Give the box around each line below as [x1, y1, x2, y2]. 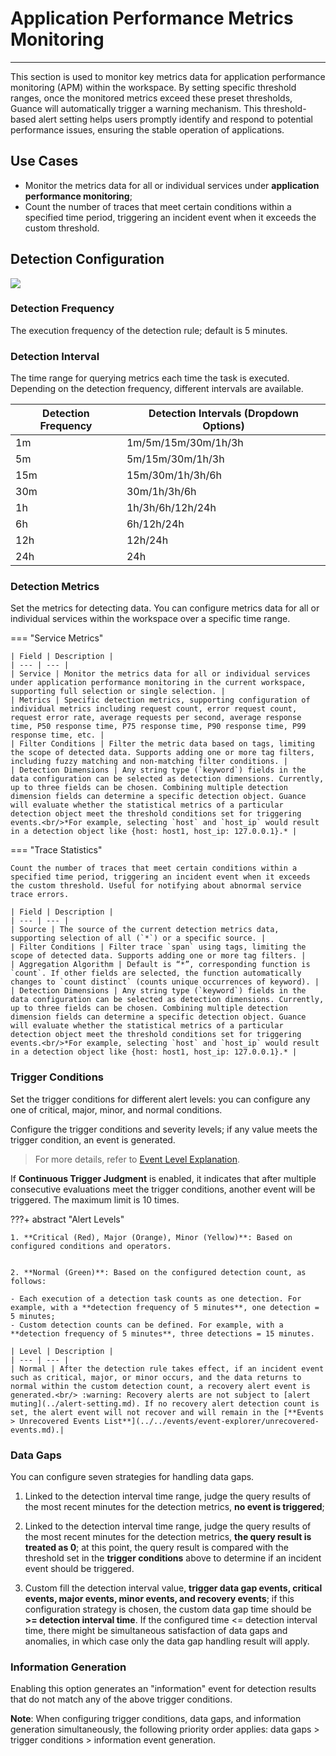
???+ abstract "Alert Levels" [10, 1213, 125, 1225]
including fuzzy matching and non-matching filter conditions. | [10, 757, 288, 767]
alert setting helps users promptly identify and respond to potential [38, 113, 313, 125]
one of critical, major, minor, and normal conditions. [10, 1103, 223, 1116]
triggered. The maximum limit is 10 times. [10, 1193, 180, 1206]
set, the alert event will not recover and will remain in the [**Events [10, 1407, 325, 1417]
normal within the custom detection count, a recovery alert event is [10, 1381, 311, 1391]
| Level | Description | [10, 1346, 114, 1356]
